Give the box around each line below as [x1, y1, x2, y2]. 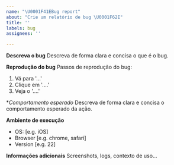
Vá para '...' [14, 75, 43, 82]
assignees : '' [6, 31, 41, 37]
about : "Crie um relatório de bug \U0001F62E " [6, 14, 123, 20]
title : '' [6, 20, 31, 25]
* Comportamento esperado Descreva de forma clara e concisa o [6, 99, 165, 106]
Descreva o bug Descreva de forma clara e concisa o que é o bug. [6, 52, 169, 59]
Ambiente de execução [6, 117, 65, 124]
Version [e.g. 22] [14, 141, 56, 148]
